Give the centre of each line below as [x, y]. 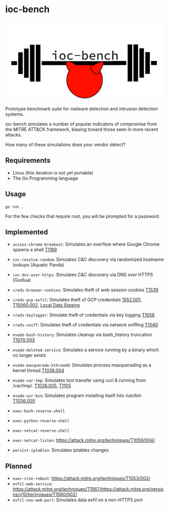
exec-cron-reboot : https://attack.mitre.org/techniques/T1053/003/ [81, 479]
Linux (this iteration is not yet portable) [53, 173]
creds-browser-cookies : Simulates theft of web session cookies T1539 [85, 290]
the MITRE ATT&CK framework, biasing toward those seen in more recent [82, 129]
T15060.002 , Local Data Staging [46, 305]
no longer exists [29, 355]
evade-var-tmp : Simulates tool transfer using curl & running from [79, 380]
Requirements [28, 161]
